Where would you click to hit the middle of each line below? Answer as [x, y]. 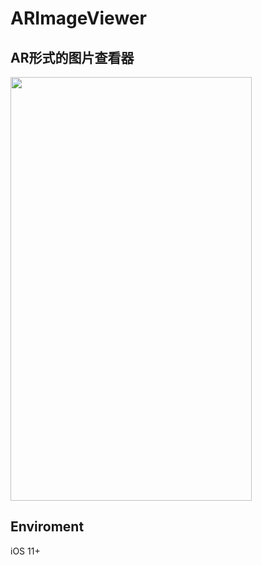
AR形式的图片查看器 [72, 57]
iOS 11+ [25, 551]
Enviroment [47, 527]
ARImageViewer [78, 18]
